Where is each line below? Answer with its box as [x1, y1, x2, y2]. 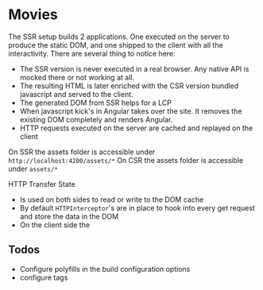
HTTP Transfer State [8, 179, 75, 188]
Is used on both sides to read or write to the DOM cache [19, 195, 204, 204]
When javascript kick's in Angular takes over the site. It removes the [19, 106, 242, 116]
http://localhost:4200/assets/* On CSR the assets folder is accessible [8, 155, 244, 164]
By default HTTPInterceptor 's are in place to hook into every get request [19, 203, 256, 212]
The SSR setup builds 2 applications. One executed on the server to [8, 32, 230, 41]
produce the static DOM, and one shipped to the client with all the [8, 40, 224, 49]
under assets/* [8, 164, 58, 173]
